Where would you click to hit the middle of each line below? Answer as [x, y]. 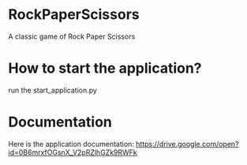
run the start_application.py [52, 90]
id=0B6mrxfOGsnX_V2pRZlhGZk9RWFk [73, 152]
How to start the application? [105, 68]
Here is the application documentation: [71, 144]
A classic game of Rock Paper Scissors [72, 36]
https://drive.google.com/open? [187, 144]
